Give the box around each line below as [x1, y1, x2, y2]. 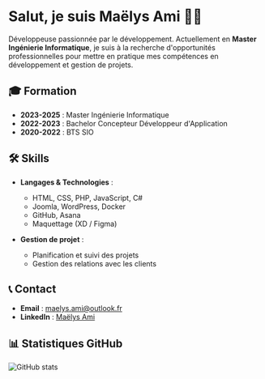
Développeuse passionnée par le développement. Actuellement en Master [8, 34, 257, 44]
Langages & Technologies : [19, 177, 113, 187]
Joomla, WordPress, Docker [32, 202, 126, 211]
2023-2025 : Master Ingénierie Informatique [19, 109, 169, 120]
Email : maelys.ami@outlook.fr [19, 304, 123, 313]
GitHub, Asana [32, 210, 81, 219]
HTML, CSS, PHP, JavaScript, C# [32, 193, 143, 202]
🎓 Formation [8, 84, 77, 98]
